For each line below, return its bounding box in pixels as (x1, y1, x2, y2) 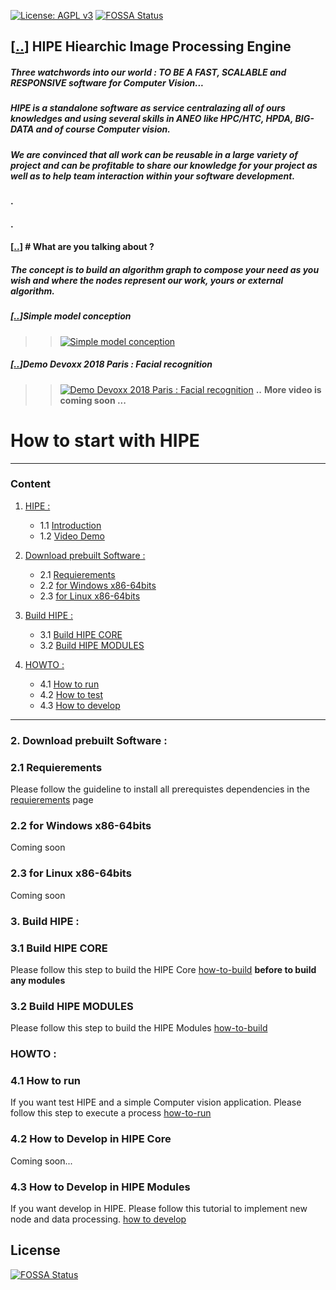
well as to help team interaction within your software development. (10, 170, 296, 182)
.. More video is (255, 383, 322, 395)
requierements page (10, 794, 94, 806)
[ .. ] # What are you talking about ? (10, 241, 155, 253)
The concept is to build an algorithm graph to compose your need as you (10, 263, 320, 275)
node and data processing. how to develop (10, 1213, 187, 1225)
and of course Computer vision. (35, 123, 171, 135)
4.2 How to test (39, 688, 103, 700)
